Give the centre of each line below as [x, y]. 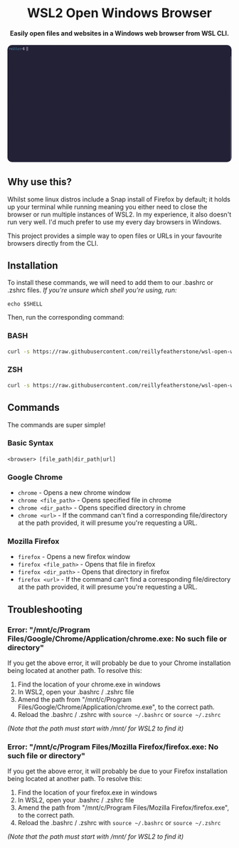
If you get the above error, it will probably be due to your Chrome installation [119, 663]
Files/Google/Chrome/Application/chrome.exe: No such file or [117, 639]
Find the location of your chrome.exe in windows [89, 684]
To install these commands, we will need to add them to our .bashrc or [110, 283]
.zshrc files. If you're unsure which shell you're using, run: [92, 290]
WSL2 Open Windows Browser [119, 13]
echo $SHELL [25, 304]
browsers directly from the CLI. [53, 243]
